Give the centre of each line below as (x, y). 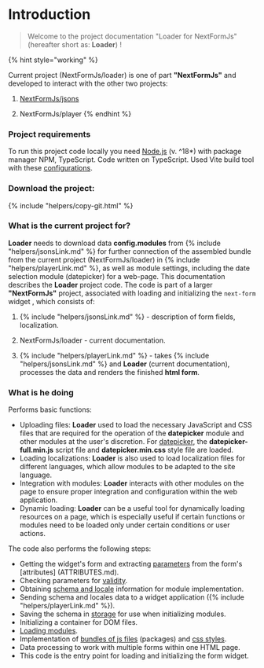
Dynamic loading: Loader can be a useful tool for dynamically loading (132, 508)
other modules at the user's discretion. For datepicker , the (114, 442)
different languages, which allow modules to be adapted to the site (127, 467)
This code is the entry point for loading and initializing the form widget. (134, 656)
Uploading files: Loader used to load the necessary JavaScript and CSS (136, 425)
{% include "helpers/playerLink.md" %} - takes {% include (114, 355)
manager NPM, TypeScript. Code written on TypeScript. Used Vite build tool (131, 160)
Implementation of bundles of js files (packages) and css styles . (123, 639)
